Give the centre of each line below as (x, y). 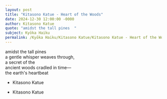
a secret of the (20, 62)
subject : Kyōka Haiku (28, 33)
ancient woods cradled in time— (38, 67)
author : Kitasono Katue (30, 24)
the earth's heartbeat (27, 73)
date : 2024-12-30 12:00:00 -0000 (40, 19)
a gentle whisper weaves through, (40, 57)
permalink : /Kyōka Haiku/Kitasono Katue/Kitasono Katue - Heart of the (81, 38)
